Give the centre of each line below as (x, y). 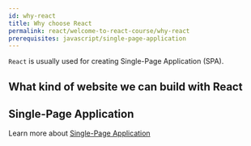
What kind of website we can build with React (125, 87)
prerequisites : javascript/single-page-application (97, 38)
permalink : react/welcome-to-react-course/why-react (99, 31)
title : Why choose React (50, 23)
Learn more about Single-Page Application (80, 133)
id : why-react (32, 16)
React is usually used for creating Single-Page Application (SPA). (116, 61)
